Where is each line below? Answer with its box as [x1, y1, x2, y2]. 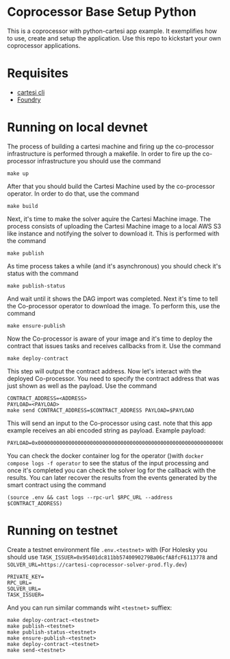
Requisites [7, 66, 69, 81]
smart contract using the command [7, 481, 106, 489]
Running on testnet [7, 523, 118, 538]
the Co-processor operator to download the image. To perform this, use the [7, 301, 220, 310]
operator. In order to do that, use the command [7, 189, 140, 198]
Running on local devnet [7, 119, 149, 135]
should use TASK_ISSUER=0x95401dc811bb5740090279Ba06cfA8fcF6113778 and [7, 553, 218, 561]
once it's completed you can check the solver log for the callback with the [7, 466, 216, 474]
